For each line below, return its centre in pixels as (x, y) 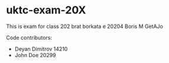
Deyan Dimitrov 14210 (41, 49)
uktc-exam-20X (46, 10)
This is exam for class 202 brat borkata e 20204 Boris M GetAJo (85, 26)
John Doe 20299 (35, 55)
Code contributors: (29, 37)
